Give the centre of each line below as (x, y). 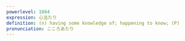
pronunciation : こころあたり (40, 29)
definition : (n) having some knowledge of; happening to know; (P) (93, 23)
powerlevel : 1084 (28, 12)
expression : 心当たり (32, 17)
